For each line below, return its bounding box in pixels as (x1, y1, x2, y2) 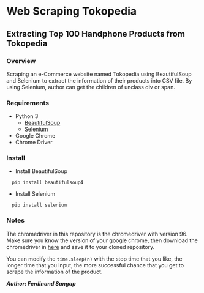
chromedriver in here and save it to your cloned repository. (6, 243, 155, 250)
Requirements (6, 98, 50, 107)
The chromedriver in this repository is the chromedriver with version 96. (6, 230, 188, 237)
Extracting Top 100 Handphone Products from (6, 29, 186, 39)
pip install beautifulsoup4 (12, 179, 84, 186)
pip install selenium (12, 202, 67, 209)
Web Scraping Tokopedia (6, 4, 137, 18)
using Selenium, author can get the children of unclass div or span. (6, 83, 176, 91)
